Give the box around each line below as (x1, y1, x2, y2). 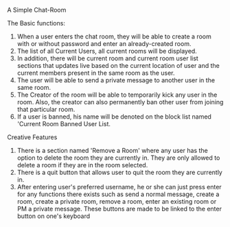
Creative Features (7, 133, 58, 141)
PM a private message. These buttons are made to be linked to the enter (16, 205, 222, 213)
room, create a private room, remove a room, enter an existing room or (16, 198, 217, 205)
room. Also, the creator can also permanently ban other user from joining (16, 98, 224, 106)
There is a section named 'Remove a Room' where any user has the (16, 147, 208, 154)
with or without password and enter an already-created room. (16, 40, 192, 47)
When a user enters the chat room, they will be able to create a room (16, 32, 211, 40)
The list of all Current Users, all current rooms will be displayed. (16, 47, 197, 55)
